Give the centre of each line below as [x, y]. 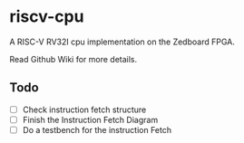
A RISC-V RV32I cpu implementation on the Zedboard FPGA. [122, 42]
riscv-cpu [47, 17]
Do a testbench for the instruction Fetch [97, 129]
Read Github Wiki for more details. [73, 59]
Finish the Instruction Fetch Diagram [90, 119]
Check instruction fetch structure [84, 110]
